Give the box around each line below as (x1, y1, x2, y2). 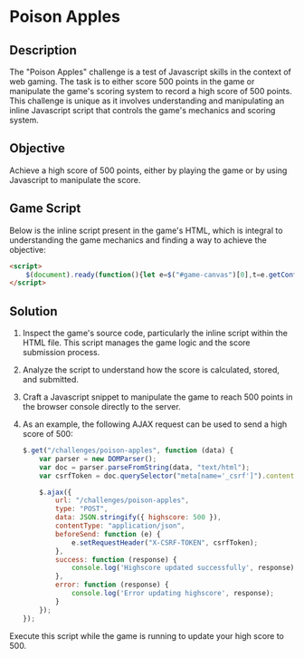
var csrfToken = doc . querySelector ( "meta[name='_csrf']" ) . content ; (39, 471, 299, 480)
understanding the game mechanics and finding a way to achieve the (9, 234, 267, 246)
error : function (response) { (55, 580, 169, 590)
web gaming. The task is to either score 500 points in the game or (9, 76, 255, 87)
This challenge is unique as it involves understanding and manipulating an (9, 95, 285, 106)
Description (9, 43, 77, 58)
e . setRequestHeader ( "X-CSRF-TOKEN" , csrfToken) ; (71, 537, 259, 547)
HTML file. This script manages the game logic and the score (22, 337, 251, 348)
